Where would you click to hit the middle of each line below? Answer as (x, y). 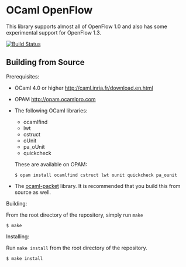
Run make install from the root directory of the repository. (77, 248)
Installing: (18, 236)
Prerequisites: (23, 76)
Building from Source (45, 62)
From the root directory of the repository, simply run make (75, 215)
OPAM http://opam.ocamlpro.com (55, 99)
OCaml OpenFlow (49, 10)
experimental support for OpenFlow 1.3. (54, 32)
